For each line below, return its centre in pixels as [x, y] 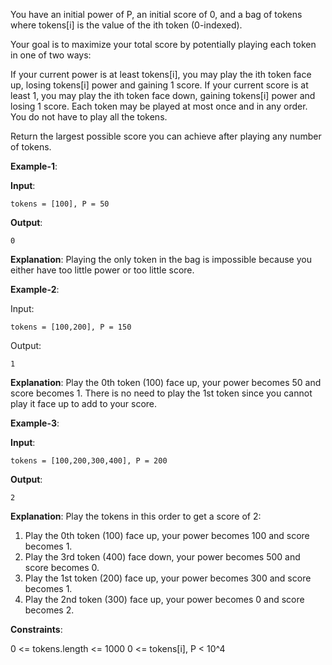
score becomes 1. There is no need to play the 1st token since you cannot [161, 393]
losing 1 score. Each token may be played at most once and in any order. [159, 106]
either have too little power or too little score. [102, 270]
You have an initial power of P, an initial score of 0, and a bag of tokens [156, 14]
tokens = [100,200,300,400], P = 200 [89, 461]
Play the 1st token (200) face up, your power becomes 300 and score [168, 578]
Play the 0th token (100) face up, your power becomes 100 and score [167, 535]
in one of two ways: [51, 55]
